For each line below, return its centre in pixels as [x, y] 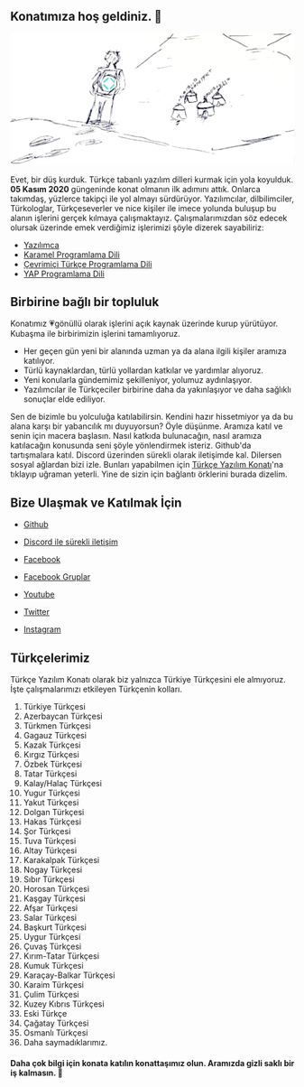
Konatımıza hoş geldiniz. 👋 [86, 17]
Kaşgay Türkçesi [54, 898]
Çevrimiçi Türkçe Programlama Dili [88, 264]
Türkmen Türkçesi [57, 726]
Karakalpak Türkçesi [61, 860]
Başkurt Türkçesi [55, 927]
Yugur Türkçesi [51, 793]
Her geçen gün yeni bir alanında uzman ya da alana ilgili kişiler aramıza [155, 351]
